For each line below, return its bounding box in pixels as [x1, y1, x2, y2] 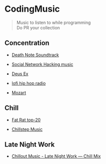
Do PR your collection [16, 24, 60, 30]
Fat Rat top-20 [11, 117, 41, 123]
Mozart [11, 89, 26, 96]
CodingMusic [4, 3, 60, 15]
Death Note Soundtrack [11, 52, 59, 58]
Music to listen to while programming [16, 20, 91, 25]
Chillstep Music [11, 126, 43, 132]
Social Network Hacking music [11, 61, 73, 67]
